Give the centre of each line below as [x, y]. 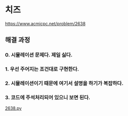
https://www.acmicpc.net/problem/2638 [45, 23]
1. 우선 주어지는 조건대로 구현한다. [42, 69]
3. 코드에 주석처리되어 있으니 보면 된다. [48, 98]
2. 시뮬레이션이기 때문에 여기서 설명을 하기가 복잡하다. [64, 84]
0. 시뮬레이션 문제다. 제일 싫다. [39, 55]
